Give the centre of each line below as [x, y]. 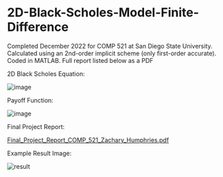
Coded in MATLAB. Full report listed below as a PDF [80, 60]
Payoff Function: [30, 100]
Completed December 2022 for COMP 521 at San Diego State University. [110, 46]
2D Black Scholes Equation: [46, 74]
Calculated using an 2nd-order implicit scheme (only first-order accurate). [112, 53]
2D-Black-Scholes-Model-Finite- [103, 13]
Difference [38, 27]
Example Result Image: [39, 153]
